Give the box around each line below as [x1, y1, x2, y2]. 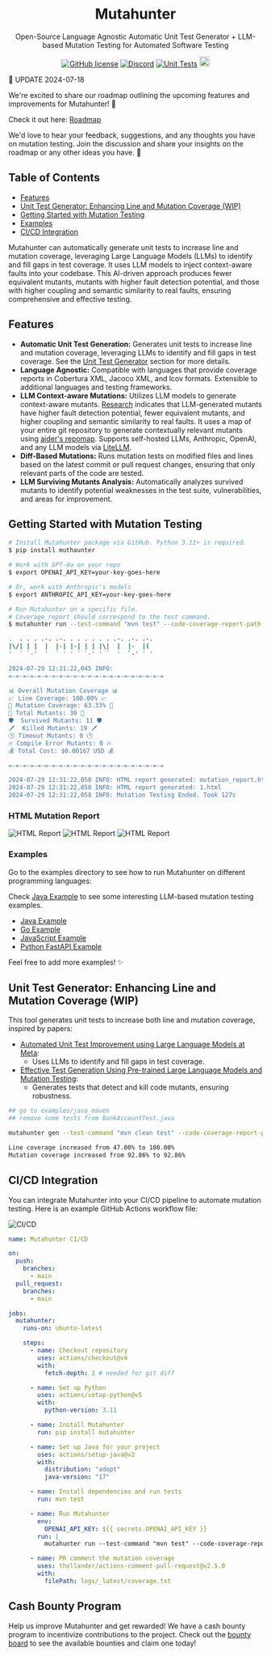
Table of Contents [8, 171, 101, 185]
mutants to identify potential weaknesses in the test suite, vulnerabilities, [19, 485, 262, 495]
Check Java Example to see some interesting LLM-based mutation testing [8, 891, 254, 901]
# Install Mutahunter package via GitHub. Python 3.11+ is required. [8, 539, 248, 547]
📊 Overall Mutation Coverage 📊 [8, 686, 119, 694]
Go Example [19, 924, 60, 934]
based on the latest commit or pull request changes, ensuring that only [19, 459, 256, 469]
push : [15, 1257, 35, 1265]
